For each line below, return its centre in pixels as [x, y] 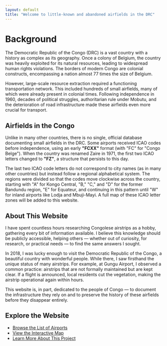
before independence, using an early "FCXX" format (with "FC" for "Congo [83, 148]
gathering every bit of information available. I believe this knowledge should [83, 233]
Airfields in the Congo [40, 126]
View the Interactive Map [38, 333]
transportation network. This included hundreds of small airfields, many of [82, 89]
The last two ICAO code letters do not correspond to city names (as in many [83, 169]
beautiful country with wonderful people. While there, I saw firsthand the [80, 259]
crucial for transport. [26, 110]
